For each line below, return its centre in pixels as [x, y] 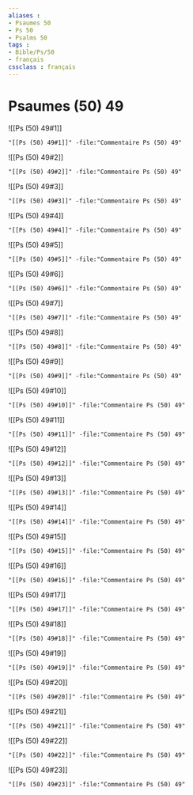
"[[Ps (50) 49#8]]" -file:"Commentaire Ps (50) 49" [95, 346]
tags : [19, 45]
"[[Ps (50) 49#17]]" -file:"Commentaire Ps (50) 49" [97, 609]
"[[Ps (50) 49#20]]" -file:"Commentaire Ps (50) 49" [97, 697]
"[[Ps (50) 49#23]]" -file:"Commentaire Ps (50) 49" [97, 784]
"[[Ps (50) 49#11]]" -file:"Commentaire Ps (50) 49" [97, 434]
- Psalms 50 [28, 38]
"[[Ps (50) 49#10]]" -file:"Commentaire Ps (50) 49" [97, 405]
